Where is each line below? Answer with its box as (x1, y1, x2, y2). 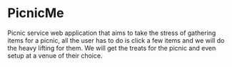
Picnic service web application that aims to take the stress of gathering (7, 29, 216, 37)
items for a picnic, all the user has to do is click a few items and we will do (7, 36, 225, 44)
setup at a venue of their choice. (7, 51, 103, 60)
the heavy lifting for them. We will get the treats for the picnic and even (7, 43, 216, 52)
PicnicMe (7, 5, 64, 21)
